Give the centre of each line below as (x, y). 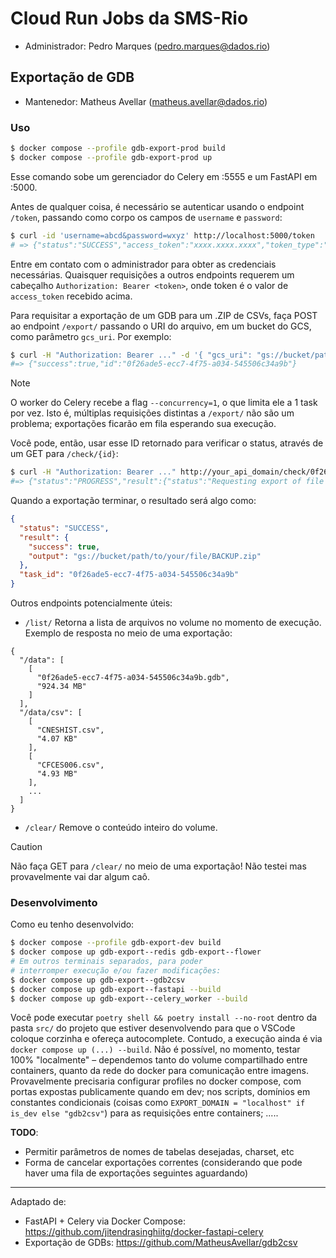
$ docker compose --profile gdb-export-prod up (111, 157)
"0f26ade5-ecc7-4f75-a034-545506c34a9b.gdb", (133, 678)
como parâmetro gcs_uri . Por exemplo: (91, 336)
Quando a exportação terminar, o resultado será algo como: (133, 501)
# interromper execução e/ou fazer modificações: (116, 970)
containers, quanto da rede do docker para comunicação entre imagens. (159, 1071)
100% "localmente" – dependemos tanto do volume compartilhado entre (159, 1060)
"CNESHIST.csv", (70, 730)
